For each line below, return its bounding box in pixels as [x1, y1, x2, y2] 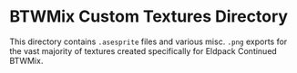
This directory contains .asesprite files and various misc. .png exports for [9, 36, 288, 47]
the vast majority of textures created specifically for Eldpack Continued [9, 45, 278, 56]
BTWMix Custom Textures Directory [9, 6, 289, 27]
